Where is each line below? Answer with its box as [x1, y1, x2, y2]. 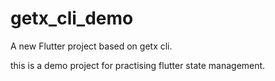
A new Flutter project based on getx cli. [10, 40, 173, 52]
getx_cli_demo [10, 7, 134, 30]
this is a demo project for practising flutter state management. [10, 59, 266, 71]
